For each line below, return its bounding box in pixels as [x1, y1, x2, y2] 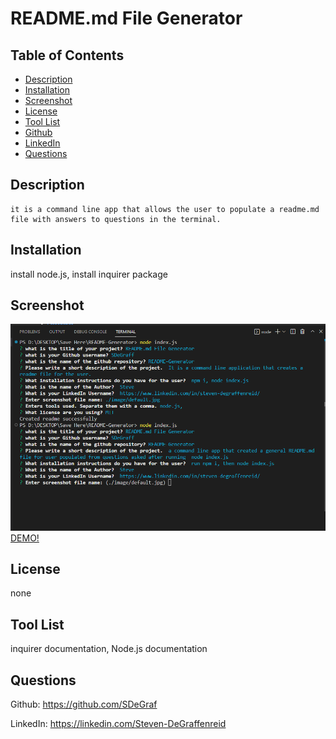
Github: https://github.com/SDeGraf [10, 698, 158, 710]
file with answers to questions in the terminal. [10, 214, 222, 224]
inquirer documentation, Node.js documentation [10, 643, 208, 655]
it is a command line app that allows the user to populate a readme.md [10, 204, 320, 214]
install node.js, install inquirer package [10, 268, 168, 280]
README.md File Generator [10, 7, 243, 30]
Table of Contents [10, 47, 125, 64]
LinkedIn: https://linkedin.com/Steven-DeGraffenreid [10, 717, 227, 729]
